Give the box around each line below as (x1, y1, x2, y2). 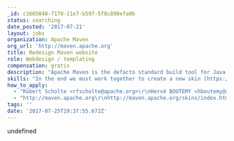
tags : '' (7, 101, 33, 108)
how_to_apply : (7, 82, 49, 89)
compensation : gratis (7, 62, 70, 69)
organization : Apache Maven (7, 36, 89, 43)
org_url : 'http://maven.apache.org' (7, 43, 114, 50)
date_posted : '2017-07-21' (7, 23, 86, 30)
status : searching (7, 17, 61, 24)
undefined (7, 126, 37, 135)
